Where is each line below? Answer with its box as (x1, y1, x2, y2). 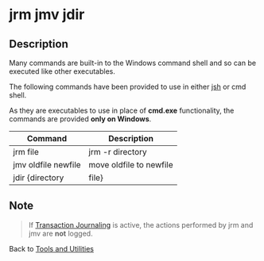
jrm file (13, 147, 39, 157)
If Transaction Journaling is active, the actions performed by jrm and (28, 220, 254, 229)
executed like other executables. (9, 67, 116, 76)
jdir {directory (13, 172, 64, 183)
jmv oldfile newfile (13, 159, 82, 170)
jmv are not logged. (28, 228, 94, 238)
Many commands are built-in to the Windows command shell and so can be (9, 58, 257, 67)
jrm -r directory (88, 147, 148, 157)
